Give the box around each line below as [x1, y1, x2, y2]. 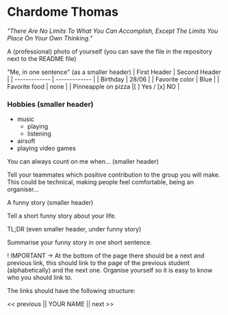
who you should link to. [7, 273, 73, 281]
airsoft [16, 137, 36, 145]
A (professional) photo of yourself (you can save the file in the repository [7, 47, 212, 55]
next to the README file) [7, 54, 77, 62]
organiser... [7, 186, 39, 194]
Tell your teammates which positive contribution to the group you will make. [7, 171, 220, 179]
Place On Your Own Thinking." [7, 34, 92, 42]
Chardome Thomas [7, 4, 118, 20]
